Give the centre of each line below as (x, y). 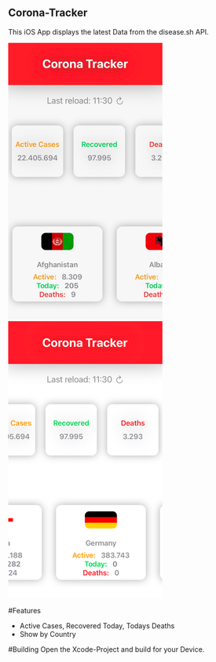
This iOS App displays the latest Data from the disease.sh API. (108, 31)
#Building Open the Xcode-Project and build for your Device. (106, 649)
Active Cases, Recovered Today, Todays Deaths (97, 625)
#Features (25, 610)
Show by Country (48, 634)
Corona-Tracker (48, 13)
